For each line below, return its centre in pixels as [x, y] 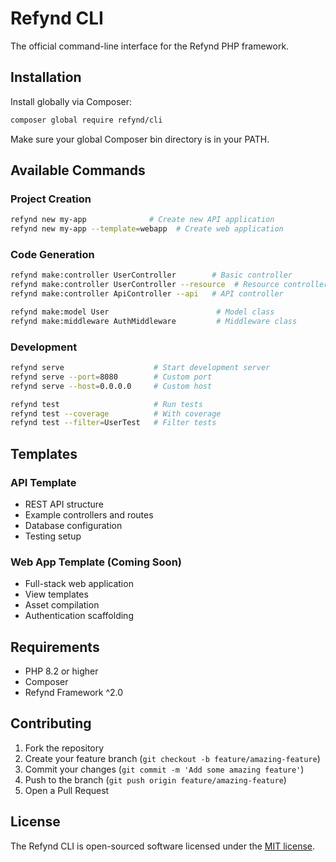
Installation [46, 77]
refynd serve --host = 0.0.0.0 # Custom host [111, 386]
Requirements [55, 647]
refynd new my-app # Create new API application [142, 220]
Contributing [51, 723]
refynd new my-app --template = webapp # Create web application [147, 229]
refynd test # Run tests [106, 404]
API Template [43, 482]
